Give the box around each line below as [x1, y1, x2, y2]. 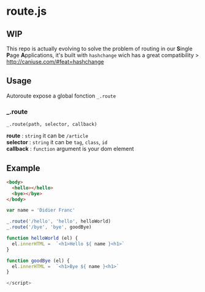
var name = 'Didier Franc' [6, 207, 75, 213]
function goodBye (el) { [6, 258, 70, 264]
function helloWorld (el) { [6, 235, 79, 242]
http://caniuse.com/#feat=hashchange [6, 58, 104, 65]
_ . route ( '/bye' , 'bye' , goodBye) [6, 224, 92, 231]
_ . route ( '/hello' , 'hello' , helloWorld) [6, 218, 112, 225]
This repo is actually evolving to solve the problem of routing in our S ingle [6, 45, 193, 52]
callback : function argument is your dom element [6, 145, 134, 153]
